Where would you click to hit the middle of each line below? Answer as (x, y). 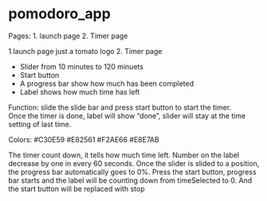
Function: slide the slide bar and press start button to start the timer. (120, 107)
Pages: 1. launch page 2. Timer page (68, 36)
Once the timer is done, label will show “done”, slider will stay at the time (127, 115)
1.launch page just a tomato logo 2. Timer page (85, 51)
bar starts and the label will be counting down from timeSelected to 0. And (130, 180)
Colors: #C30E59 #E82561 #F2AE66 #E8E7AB (84, 139)
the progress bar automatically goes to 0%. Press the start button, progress (132, 172)
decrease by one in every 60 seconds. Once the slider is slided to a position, (134, 163)
